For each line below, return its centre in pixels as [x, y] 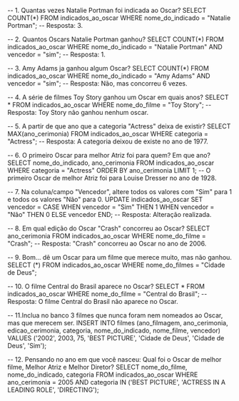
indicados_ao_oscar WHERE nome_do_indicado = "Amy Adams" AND [109, 76]
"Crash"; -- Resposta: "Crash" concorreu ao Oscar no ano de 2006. [107, 243]
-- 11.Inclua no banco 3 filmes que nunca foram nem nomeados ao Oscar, [115, 315]
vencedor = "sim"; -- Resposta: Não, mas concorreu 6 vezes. [97, 83]
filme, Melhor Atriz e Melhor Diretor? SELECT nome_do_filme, [97, 367]
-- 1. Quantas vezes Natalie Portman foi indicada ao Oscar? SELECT [107, 10]
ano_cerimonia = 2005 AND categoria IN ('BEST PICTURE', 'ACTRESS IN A [117, 382]
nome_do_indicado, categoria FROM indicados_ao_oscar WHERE [103, 375]
